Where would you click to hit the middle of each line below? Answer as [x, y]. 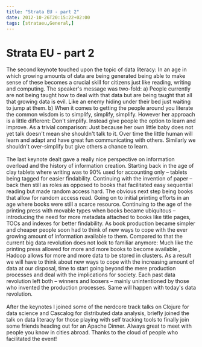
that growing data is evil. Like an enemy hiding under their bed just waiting [99, 102]
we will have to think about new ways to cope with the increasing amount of [100, 262]
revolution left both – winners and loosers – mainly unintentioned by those [98, 281]
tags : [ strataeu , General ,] [40, 23]
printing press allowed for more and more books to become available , [93, 249]
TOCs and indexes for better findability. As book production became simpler [101, 223]
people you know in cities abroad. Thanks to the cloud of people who [92, 333]
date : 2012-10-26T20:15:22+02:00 [48, 18]
